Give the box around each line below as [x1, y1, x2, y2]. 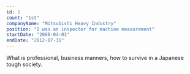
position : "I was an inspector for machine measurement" [6, 26, 155, 32]
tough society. [6, 61, 43, 68]
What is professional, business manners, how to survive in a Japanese [6, 54, 184, 61]
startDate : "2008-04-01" [6, 32, 70, 38]
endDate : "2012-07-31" [6, 37, 64, 43]
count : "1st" [6, 15, 40, 21]
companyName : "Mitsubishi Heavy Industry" [6, 20, 116, 26]
